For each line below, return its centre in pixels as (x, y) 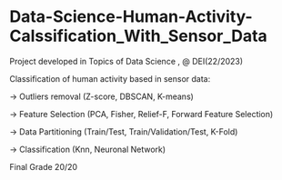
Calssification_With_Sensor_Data (139, 36)
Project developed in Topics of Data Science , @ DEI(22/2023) (126, 61)
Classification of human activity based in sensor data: (110, 78)
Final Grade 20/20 (44, 166)
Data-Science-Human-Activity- (131, 17)
